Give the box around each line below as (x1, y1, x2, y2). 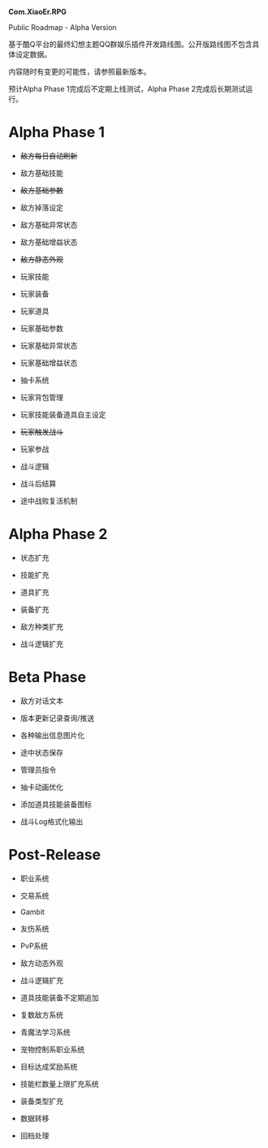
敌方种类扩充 (19, 621, 63, 632)
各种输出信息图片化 (19, 730, 85, 740)
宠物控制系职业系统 (19, 1044, 85, 1054)
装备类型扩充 (19, 1096, 63, 1106)
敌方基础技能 (19, 168, 63, 178)
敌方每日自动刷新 (19, 150, 78, 161)
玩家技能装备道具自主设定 (19, 409, 106, 419)
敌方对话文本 (19, 696, 63, 706)
